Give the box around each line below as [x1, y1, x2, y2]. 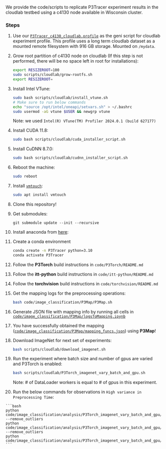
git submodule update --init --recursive [12, 220, 99, 225]
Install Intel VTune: [12, 86, 51, 92]
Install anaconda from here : [12, 229, 68, 235]
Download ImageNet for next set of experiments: [12, 337, 112, 343]
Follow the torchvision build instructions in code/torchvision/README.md [12, 280, 158, 286]
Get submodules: [12, 210, 48, 216]
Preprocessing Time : [12, 394, 54, 400]
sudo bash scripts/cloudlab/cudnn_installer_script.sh [12, 155, 128, 161]
